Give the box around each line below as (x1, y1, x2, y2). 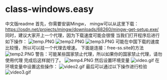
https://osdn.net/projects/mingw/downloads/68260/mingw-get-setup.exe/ (5, 26, 159, 32)
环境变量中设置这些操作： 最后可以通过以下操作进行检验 (5, 63, 147, 69)
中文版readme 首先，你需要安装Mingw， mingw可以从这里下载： (5, 20, 139, 26)
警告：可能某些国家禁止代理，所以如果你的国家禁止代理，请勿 (34, 51, 162, 57)
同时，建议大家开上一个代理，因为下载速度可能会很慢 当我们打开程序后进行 (5, 32, 160, 38)
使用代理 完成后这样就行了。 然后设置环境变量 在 (5, 57, 160, 63)
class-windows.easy (5, 3, 94, 15)
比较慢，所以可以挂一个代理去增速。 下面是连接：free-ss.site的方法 (5, 44, 144, 50)
